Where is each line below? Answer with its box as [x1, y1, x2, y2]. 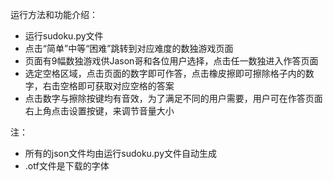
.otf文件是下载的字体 [24, 160, 110, 172]
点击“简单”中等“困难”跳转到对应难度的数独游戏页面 [24, 43, 234, 54]
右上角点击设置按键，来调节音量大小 [24, 105, 175, 117]
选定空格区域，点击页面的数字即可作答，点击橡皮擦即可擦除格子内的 [24, 68, 306, 79]
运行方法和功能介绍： [10, 9, 98, 20]
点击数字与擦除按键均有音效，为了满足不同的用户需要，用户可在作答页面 [24, 93, 323, 104]
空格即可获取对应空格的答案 [59, 80, 175, 92]
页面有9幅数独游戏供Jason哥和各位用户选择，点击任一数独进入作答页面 [24, 55, 319, 67]
